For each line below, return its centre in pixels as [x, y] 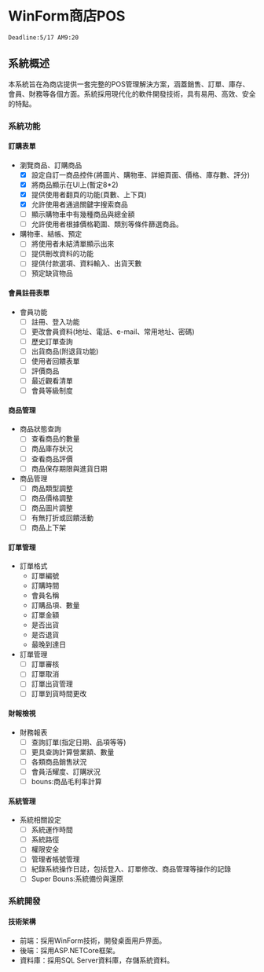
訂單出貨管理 [52, 684]
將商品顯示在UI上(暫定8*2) [75, 185]
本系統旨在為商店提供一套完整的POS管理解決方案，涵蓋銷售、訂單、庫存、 [129, 84]
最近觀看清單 [52, 381]
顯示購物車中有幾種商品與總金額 [83, 215]
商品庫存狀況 [52, 449]
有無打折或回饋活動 [62, 517]
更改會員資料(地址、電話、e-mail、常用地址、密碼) [113, 332]
